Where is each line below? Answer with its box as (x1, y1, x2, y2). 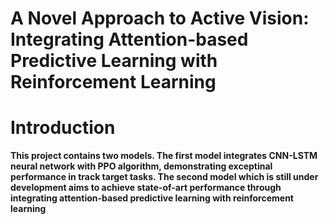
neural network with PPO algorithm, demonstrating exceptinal (10, 160, 273, 172)
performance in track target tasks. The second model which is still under (10, 171, 319, 183)
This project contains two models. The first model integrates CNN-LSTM (10, 150, 318, 162)
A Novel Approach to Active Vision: (10, 7, 310, 30)
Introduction (10, 117, 116, 139)
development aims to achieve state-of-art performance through (10, 182, 282, 194)
